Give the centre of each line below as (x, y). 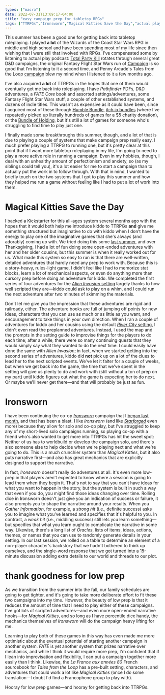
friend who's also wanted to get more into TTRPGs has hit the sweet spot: (80, 437)
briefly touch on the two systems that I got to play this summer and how (78, 177)
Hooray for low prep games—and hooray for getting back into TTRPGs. (77, 687)
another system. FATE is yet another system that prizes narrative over (75, 646)
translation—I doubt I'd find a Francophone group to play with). (69, 678)
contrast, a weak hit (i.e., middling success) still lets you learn (68, 520)
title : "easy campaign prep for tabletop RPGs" (55, 19)
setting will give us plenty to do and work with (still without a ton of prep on (81, 372)
